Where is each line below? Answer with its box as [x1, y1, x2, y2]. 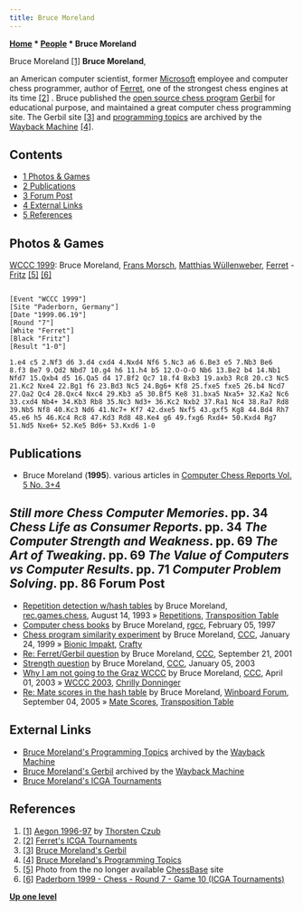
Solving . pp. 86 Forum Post [9, 576, 166, 592]
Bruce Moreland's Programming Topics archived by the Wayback [22, 747, 265, 757]
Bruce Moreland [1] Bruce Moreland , [9, 55, 147, 66]
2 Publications [22, 181, 76, 192]
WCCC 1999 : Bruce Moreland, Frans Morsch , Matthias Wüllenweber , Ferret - [9, 259, 295, 271]
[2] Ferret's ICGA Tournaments [22, 835, 137, 846]
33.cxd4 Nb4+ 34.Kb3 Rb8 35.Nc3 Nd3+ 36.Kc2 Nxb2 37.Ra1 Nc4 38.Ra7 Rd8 [9, 398, 289, 407]
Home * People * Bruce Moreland [9, 38, 137, 49]
